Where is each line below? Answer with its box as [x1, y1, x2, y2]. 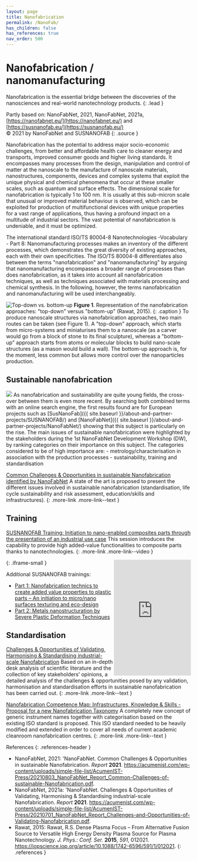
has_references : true [6, 31, 59, 36]
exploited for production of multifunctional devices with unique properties [6, 204, 184, 211]
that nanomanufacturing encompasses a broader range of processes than [6, 265, 185, 272]
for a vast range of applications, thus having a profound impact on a [6, 210, 170, 217]
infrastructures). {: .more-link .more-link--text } [6, 496, 120, 503]
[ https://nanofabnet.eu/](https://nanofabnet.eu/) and [6, 117, 133, 124]
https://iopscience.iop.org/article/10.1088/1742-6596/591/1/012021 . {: [14, 843, 182, 850]
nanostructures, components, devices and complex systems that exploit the [6, 172, 189, 179]
